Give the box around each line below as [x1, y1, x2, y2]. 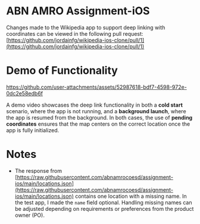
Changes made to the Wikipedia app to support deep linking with [6, 24, 165, 31]
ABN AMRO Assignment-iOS [6, 4, 150, 18]
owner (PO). [14, 211, 45, 219]
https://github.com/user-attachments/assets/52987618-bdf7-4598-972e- [6, 83, 187, 91]
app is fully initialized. [6, 126, 60, 133]
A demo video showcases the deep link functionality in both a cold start [6, 101, 183, 108]
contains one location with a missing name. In [75, 192, 187, 200]
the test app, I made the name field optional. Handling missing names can [14, 198, 192, 206]
